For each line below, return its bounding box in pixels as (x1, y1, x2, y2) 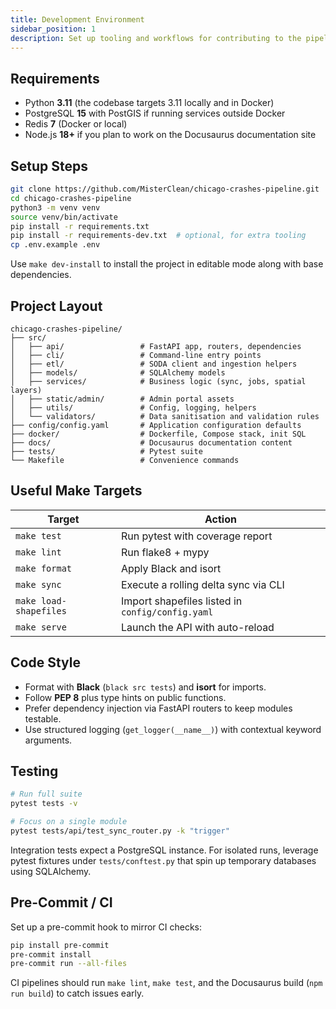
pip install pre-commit (10, 940, 110, 950)
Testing (10, 762, 59, 780)
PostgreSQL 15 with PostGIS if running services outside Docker (24, 107, 286, 120)
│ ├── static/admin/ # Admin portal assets (10, 394, 235, 404)
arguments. (24, 734, 73, 746)
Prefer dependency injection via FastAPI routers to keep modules (24, 702, 293, 714)
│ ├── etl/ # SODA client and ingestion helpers (10, 359, 298, 369)
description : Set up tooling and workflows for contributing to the (10, 33, 302, 43)
